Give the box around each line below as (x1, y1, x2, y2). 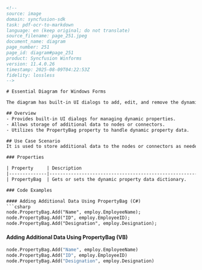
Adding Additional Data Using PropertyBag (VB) (6, 233, 128, 241)
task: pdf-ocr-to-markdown (6, 22, 74, 28)
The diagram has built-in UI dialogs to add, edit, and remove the (6, 99, 179, 106)
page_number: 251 (6, 44, 50, 51)
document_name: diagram (6, 38, 66, 44)
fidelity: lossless (6, 72, 55, 78)
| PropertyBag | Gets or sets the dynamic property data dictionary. (6, 176, 187, 182)
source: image (6, 10, 42, 17)
